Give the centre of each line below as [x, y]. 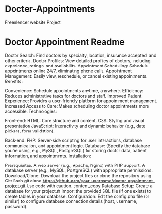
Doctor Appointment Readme [65, 42]
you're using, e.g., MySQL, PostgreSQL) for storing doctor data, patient [76, 150]
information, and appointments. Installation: [48, 156]
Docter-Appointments [50, 9]
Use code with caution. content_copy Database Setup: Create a [90, 186]
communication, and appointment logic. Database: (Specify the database [78, 145]
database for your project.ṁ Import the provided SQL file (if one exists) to [78, 191]
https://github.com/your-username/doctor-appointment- [99, 181]
